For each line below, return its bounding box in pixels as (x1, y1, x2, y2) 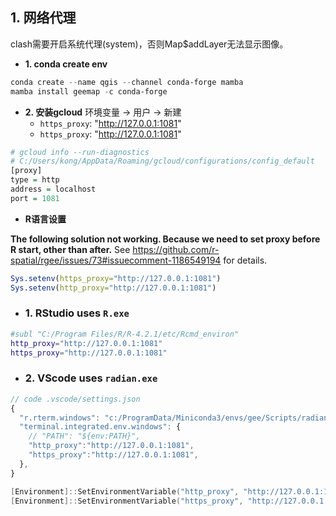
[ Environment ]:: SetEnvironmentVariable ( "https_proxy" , (10, 496, 244, 506)
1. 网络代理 (10, 9, 77, 27)
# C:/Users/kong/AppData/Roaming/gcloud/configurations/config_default (10, 156, 315, 167)
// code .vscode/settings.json (10, 394, 141, 404)
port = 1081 (10, 193, 60, 203)
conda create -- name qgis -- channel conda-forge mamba (10, 77, 244, 87)
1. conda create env (24, 58, 108, 70)
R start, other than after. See (10, 243, 131, 255)
